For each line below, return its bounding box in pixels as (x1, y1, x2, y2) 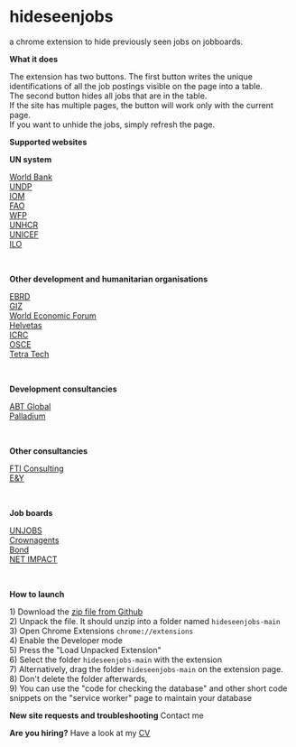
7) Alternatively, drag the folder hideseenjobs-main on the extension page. (9, 663, 284, 674)
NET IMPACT (9, 553, 58, 565)
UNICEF (9, 228, 39, 240)
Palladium (9, 410, 46, 421)
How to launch (9, 588, 65, 599)
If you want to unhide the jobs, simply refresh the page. (9, 119, 215, 130)
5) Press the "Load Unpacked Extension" (9, 644, 162, 655)
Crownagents (9, 534, 60, 545)
